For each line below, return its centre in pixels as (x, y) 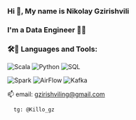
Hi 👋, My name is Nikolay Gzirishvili (68, 11)
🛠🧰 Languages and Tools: (53, 49)
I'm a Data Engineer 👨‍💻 (47, 29)
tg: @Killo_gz (34, 110)
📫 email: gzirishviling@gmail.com (56, 94)
